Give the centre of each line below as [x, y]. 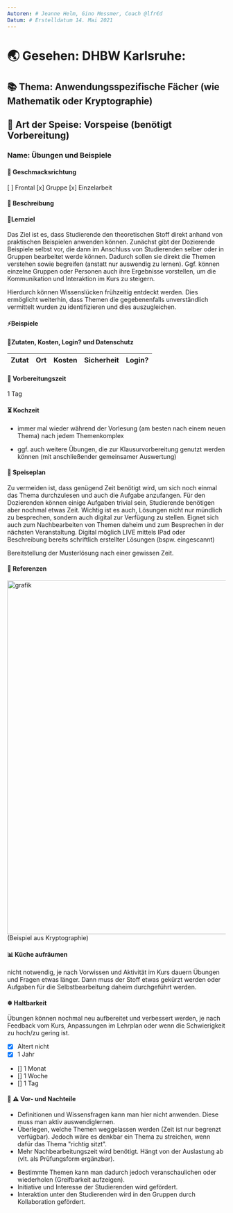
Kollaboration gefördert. [51, 1201]
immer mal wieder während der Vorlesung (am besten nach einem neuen [121, 428]
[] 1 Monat [32, 1068]
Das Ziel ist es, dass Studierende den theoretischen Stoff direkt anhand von [115, 235]
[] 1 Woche [33, 1076]
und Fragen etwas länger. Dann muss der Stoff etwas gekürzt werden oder [114, 980]
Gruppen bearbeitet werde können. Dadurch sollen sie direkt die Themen [112, 257]
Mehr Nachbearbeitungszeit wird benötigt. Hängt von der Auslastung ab [120, 1151]
